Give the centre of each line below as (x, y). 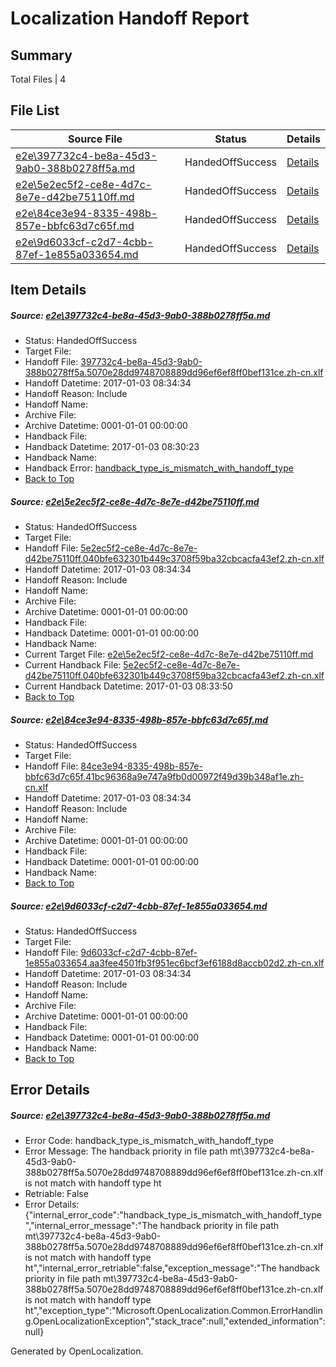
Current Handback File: (73, 665)
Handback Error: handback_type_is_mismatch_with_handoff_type (159, 468)
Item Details (48, 290)
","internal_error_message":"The (91, 1226)
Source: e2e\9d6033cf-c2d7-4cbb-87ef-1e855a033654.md (139, 906)
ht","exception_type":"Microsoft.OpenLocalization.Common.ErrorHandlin (173, 1311)
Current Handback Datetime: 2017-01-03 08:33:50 (128, 686)
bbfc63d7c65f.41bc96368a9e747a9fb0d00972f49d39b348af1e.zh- (164, 777)
